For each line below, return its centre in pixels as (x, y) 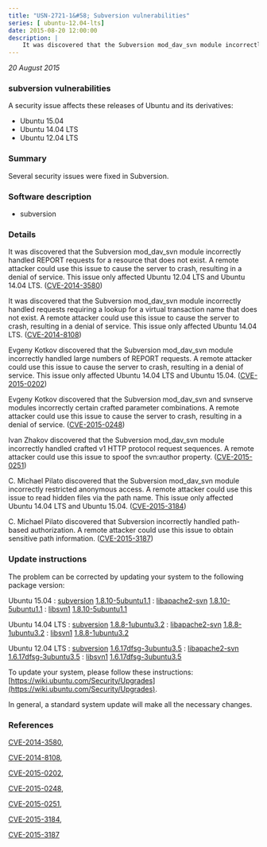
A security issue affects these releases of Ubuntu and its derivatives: (121, 106)
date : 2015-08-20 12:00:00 (53, 30)
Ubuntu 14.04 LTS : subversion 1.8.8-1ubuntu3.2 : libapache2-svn (115, 624)
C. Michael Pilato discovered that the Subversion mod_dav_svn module (124, 481)
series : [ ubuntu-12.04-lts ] (56, 23)
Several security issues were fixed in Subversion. (89, 176)
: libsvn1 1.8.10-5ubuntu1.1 (85, 608)
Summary (28, 158)
